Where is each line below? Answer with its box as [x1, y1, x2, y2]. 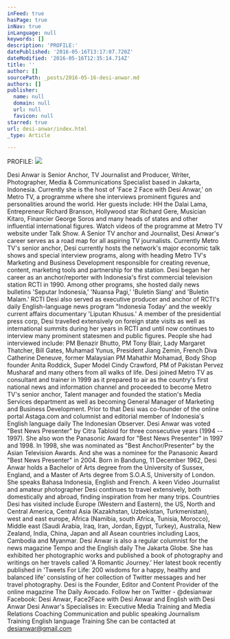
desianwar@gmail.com [7, 625, 72, 633]
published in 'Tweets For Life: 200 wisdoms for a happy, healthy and [7, 566, 200, 574]
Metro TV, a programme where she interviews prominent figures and [7, 193, 201, 201]
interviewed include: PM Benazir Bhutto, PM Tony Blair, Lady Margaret [7, 339, 206, 348]
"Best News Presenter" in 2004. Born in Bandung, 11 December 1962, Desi [7, 456, 218, 465]
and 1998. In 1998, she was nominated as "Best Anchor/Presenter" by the [7, 441, 215, 450]
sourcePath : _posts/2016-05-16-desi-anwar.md [7, 74, 139, 81]
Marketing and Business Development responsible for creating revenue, [7, 259, 211, 267]
